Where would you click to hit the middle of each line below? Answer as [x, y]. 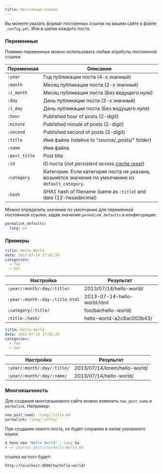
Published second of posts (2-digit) [84, 132]
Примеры [17, 241]
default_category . [64, 183]
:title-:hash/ [24, 318]
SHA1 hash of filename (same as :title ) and [95, 191]
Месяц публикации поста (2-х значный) [91, 84]
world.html [96, 303]
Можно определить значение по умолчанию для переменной [69, 210]
